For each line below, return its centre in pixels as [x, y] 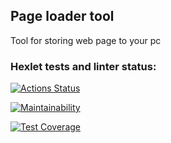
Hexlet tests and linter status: [83, 66]
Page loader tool [62, 16]
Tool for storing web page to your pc [86, 40]
